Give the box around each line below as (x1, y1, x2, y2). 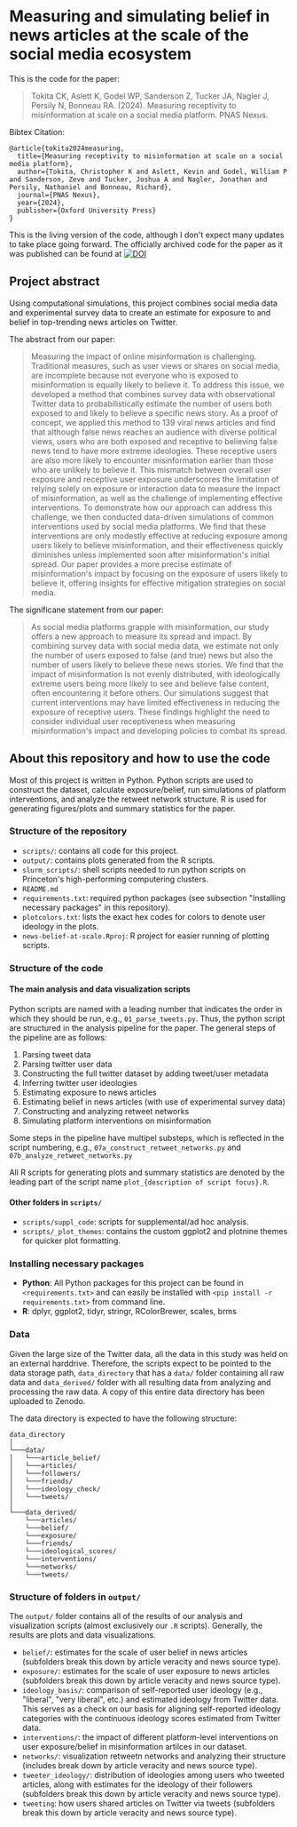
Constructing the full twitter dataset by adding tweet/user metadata (21, 1068, 269, 1079)
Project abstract (9, 274, 100, 290)
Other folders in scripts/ (9, 1197, 102, 1208)
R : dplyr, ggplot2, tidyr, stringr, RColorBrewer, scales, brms (21, 1306, 238, 1317)
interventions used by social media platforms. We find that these (30, 521, 267, 531)
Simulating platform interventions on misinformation (21, 1115, 212, 1126)
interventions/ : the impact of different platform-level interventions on (21, 1732, 278, 1743)
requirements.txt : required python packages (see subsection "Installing (21, 892, 286, 903)
